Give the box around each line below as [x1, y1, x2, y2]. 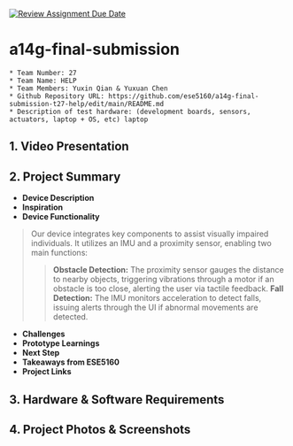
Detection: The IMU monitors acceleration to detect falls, [52, 293, 262, 304]
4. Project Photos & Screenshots [9, 421, 191, 437]
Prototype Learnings [21, 338, 100, 349]
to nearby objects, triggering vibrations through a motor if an [52, 274, 274, 285]
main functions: [30, 248, 89, 258]
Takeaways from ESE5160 [21, 357, 120, 367]
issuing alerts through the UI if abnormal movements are [52, 302, 258, 313]
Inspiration [21, 202, 64, 212]
